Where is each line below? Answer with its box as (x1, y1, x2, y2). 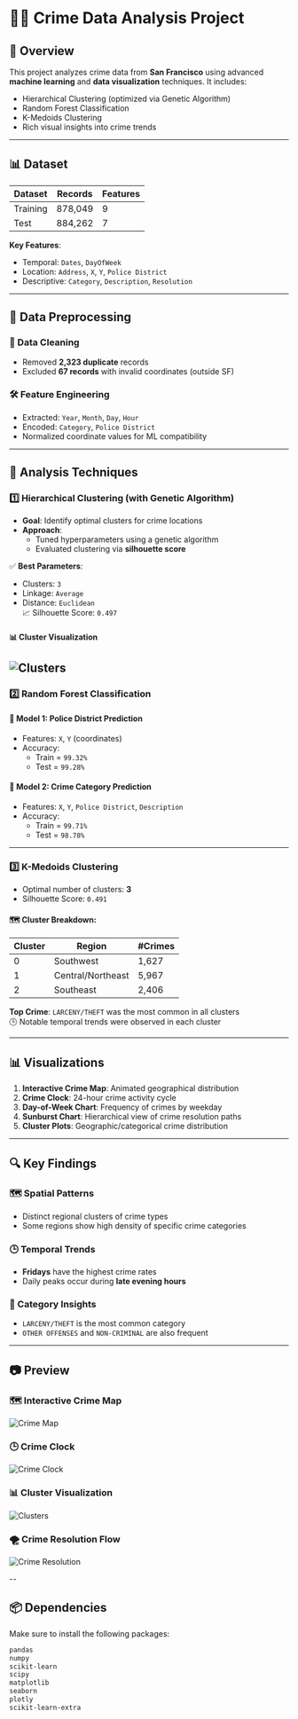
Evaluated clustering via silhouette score (35, 544, 186, 554)
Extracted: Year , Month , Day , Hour (21, 412, 139, 422)
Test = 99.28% (35, 761, 85, 772)
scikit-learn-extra (9, 1703, 82, 1712)
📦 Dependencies (9, 1600, 107, 1615)
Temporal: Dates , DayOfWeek (21, 256, 122, 267)
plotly (9, 1695, 34, 1704)
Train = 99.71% (35, 820, 88, 830)
